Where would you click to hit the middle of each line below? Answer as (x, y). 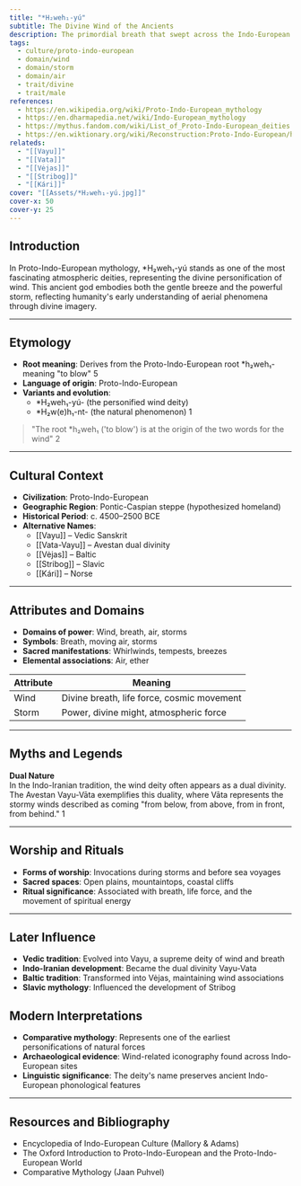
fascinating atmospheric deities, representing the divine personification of (146, 277)
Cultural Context (56, 476)
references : (31, 101)
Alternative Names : (59, 526)
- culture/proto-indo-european (76, 51)
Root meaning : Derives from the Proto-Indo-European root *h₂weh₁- (149, 364)
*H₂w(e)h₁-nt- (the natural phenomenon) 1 (114, 412)
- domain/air (42, 76)
